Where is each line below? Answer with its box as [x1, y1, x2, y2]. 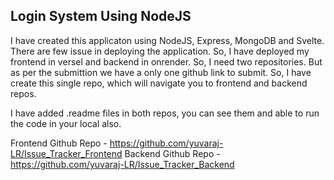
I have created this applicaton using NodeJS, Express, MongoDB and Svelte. [10, 34, 325, 46]
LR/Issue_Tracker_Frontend [10, 147, 123, 159]
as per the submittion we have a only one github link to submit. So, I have [10, 66, 312, 78]
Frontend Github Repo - [10, 137, 108, 149]
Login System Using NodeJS [10, 8, 192, 25]
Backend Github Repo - [124, 147, 221, 159]
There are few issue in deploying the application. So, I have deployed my [10, 45, 310, 57]
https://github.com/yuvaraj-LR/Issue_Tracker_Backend [10, 158, 235, 170]
